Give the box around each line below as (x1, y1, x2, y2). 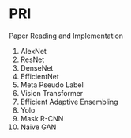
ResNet (20, 55, 45, 64)
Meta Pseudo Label (20, 80, 84, 90)
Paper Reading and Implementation (9, 31, 124, 40)
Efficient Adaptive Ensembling (20, 97, 118, 106)
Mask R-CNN (20, 113, 64, 123)
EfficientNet (20, 71, 60, 81)
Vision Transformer (20, 88, 84, 98)
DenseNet (20, 63, 54, 72)
